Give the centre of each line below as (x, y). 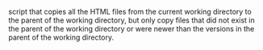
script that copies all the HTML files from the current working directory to (130, 12)
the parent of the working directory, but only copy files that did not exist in (132, 20)
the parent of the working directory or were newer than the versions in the (131, 29)
